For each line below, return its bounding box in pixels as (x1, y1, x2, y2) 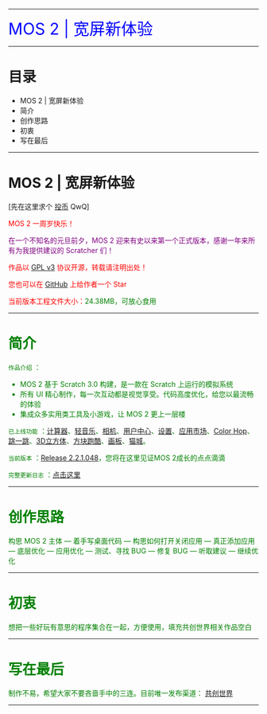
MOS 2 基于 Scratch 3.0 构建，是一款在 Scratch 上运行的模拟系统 (19, 379, 234, 388)
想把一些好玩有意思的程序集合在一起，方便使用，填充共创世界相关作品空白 (8, 622, 252, 631)
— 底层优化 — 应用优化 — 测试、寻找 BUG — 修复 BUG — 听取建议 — (8, 546, 236, 556)
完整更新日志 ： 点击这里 (8, 470, 81, 479)
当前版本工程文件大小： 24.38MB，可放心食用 (8, 296, 157, 306)
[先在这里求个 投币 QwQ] (8, 201, 90, 211)
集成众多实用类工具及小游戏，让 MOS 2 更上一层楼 (19, 409, 186, 419)
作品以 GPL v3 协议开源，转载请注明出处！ (8, 262, 148, 271)
